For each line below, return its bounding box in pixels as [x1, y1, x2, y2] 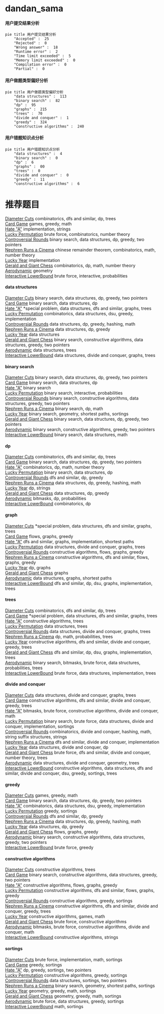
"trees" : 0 [14, 168, 41, 173]
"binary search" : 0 [14, 155, 58, 160]
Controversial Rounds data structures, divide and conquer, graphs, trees [5, 628, 151, 634]
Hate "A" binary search [5, 385, 51, 391]
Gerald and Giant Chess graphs [5, 570, 69, 576]
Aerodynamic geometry [5, 268, 53, 274]
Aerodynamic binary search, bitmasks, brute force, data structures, [5, 659, 141, 665]
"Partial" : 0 [14, 67, 45, 72]
